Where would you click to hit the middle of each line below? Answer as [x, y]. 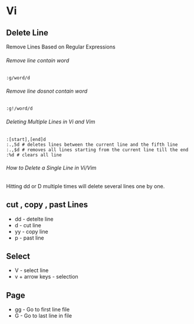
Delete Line [27, 33]
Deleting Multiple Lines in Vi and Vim [51, 122]
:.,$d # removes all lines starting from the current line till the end [97, 150]
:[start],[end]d [26, 139]
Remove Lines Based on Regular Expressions [61, 47]
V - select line [32, 270]
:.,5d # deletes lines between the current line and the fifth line [92, 145]
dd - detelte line [34, 219]
